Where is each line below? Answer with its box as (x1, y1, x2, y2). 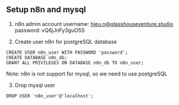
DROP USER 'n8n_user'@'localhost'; (6, 93, 94, 99)
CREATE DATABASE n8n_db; (6, 54, 67, 61)
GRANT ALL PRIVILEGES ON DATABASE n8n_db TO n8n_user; (6, 60, 144, 65)
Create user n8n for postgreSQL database (14, 38, 117, 45)
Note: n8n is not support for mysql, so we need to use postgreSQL (6, 70, 168, 77)
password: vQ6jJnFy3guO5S (14, 27, 85, 34)
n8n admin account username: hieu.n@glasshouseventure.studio (14, 20, 173, 27)
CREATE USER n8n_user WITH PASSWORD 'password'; (6, 50, 128, 55)
